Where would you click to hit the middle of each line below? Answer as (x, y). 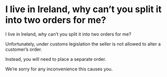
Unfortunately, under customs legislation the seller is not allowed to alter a (83, 44)
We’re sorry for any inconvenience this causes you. (59, 69)
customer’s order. (24, 49)
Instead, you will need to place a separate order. (56, 59)
